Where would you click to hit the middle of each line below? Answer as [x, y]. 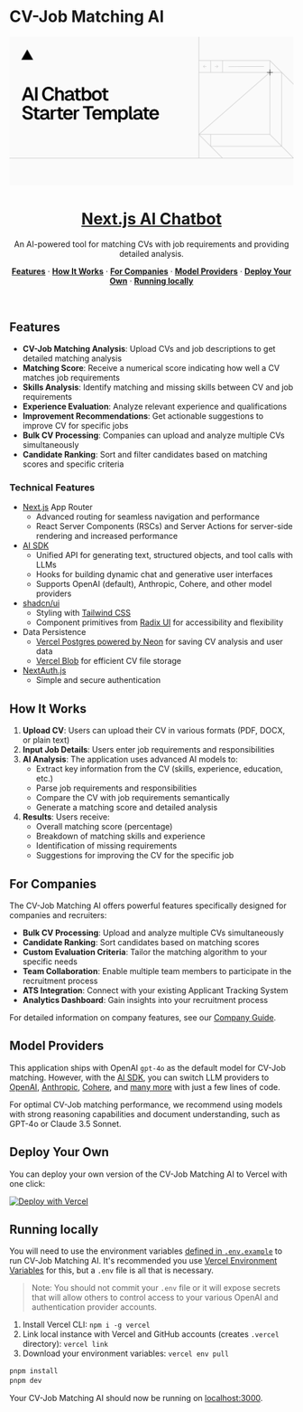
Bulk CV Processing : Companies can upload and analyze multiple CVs [154, 435]
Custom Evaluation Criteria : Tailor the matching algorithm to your [145, 952]
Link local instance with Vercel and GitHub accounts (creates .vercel [151, 1334]
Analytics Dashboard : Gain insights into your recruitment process [145, 1000]
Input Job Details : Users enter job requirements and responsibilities [148, 750]
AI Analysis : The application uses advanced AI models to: [130, 759]
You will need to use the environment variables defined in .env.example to [146, 1251]
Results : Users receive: [66, 817]
